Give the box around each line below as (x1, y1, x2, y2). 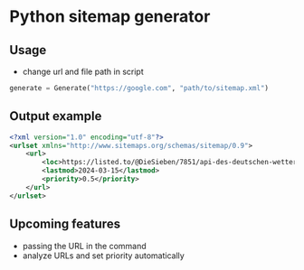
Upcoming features (9, 217, 120, 232)
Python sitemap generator (9, 6, 211, 27)
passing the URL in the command (22, 240, 147, 251)
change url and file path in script (22, 66, 144, 77)
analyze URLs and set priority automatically (22, 250, 185, 261)
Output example (9, 108, 102, 124)
